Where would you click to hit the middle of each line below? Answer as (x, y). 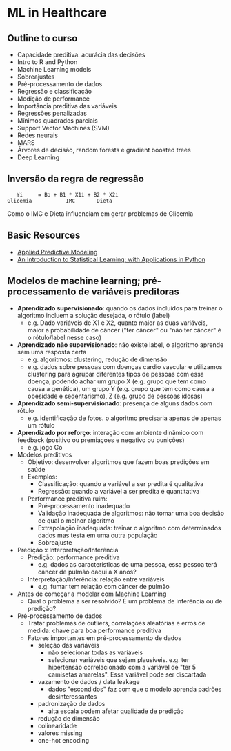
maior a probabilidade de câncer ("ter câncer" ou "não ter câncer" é (124, 330)
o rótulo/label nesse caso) (64, 338)
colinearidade (57, 726)
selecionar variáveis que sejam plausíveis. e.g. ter (119, 660)
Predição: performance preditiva (73, 557)
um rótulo (41, 425)
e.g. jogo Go (45, 448)
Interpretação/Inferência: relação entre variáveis (96, 579)
